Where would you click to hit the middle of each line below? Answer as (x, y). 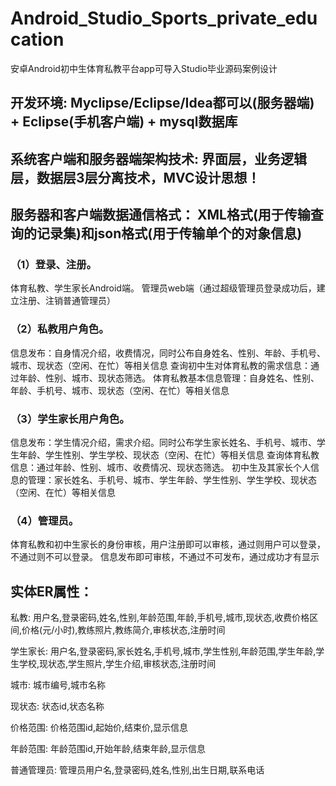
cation (37, 39)
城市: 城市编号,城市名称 (58, 685)
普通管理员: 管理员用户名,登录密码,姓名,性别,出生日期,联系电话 (137, 770)
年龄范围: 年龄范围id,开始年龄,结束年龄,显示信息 (108, 749)
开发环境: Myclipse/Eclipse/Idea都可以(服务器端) (162, 103)
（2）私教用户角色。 (60, 329)
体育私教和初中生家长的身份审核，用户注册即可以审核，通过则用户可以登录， (168, 544)
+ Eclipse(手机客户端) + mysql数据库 (124, 122)
